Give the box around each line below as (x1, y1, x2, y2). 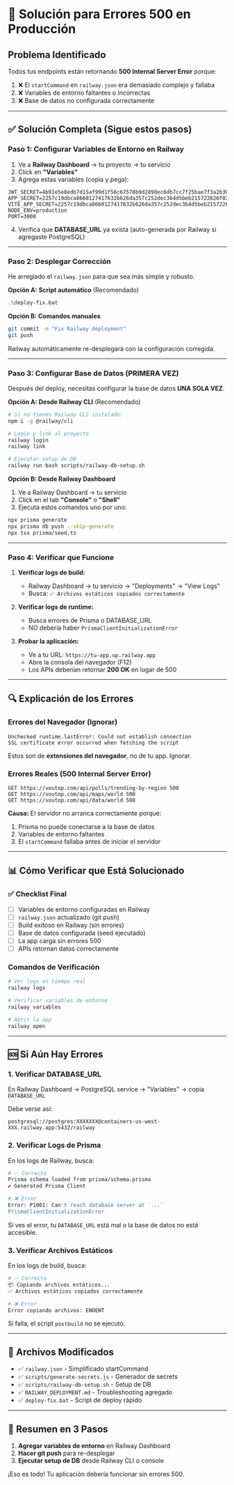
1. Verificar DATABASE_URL (8, 1069, 102, 1079)
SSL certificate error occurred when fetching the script (8, 739, 179, 746)
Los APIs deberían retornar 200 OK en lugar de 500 (28, 665, 177, 674)
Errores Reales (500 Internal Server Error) (8, 769, 151, 779)
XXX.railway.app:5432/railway (8, 1124, 96, 1131)
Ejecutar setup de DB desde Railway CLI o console (17, 1456, 165, 1465)
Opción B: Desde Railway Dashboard (8, 475, 116, 483)
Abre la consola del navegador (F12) (28, 658, 132, 666)
